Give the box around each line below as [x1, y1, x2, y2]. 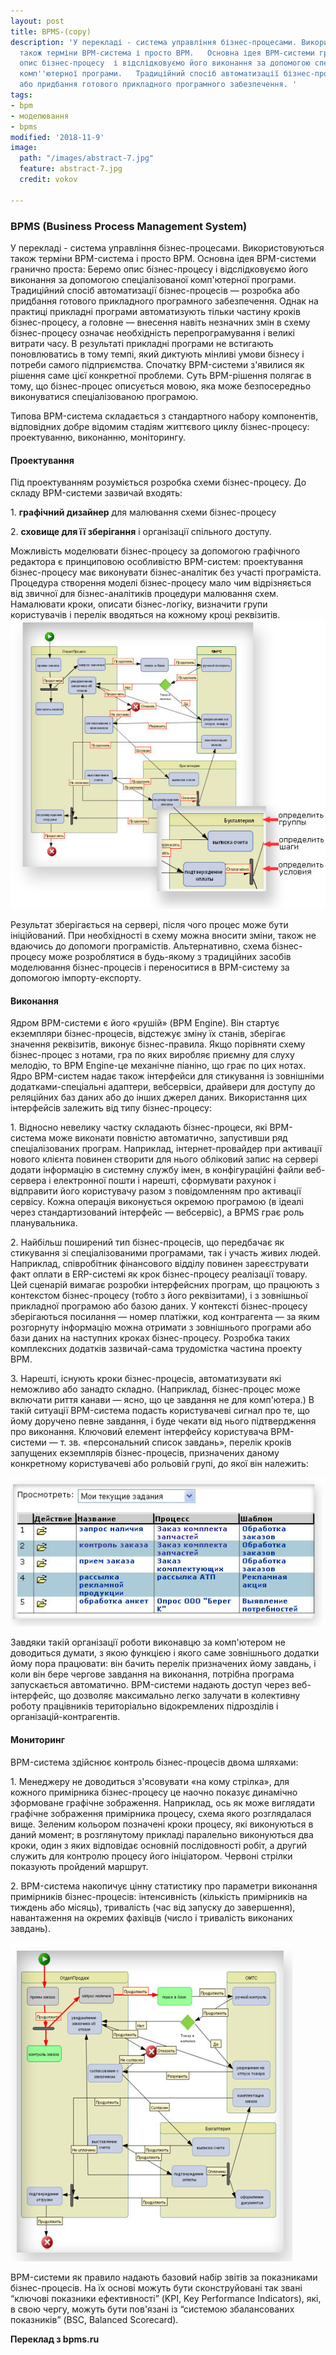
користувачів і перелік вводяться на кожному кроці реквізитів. [10, 609, 281, 621]
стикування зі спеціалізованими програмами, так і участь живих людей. [10, 1247, 322, 1259]
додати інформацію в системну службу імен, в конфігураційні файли [10, 1164, 304, 1176]
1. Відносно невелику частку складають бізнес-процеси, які [10, 1121, 268, 1134]
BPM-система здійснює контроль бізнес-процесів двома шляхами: [10, 1756, 299, 1768]
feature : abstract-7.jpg [19, 164, 123, 174]
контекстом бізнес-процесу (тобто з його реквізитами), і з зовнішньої [10, 1290, 308, 1302]
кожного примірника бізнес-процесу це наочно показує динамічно [10, 1786, 298, 1798]
